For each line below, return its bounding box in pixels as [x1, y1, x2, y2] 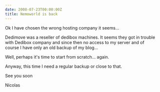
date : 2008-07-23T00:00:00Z [5, 7, 62, 12]
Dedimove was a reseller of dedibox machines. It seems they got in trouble [5, 34, 155, 40]
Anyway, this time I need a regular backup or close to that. [5, 63, 122, 69]
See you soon [5, 73, 33, 78]
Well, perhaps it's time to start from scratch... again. [5, 54, 109, 60]
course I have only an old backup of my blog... [5, 45, 99, 50]
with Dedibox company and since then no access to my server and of [5, 39, 145, 45]
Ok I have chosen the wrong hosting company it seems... [5, 25, 120, 31]
